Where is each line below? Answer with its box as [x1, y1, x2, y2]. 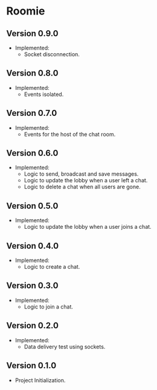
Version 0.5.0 [6, 200, 59, 211]
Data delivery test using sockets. [24, 343, 106, 350]
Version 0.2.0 [6, 321, 59, 331]
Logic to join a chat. [24, 303, 74, 310]
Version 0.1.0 [6, 360, 57, 371]
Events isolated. [24, 91, 64, 98]
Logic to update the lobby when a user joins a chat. [24, 223, 152, 231]
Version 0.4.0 [6, 240, 59, 251]
